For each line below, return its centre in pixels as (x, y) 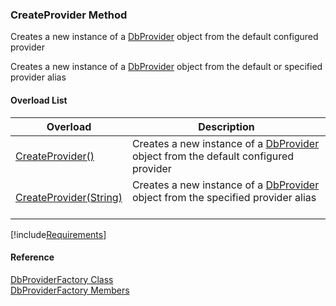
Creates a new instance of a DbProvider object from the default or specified (166, 67)
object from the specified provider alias (224, 197)
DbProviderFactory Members (70, 290)
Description (226, 126)
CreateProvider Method (69, 15)
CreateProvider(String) (69, 197)
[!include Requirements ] (58, 234)
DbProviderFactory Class (62, 279)
